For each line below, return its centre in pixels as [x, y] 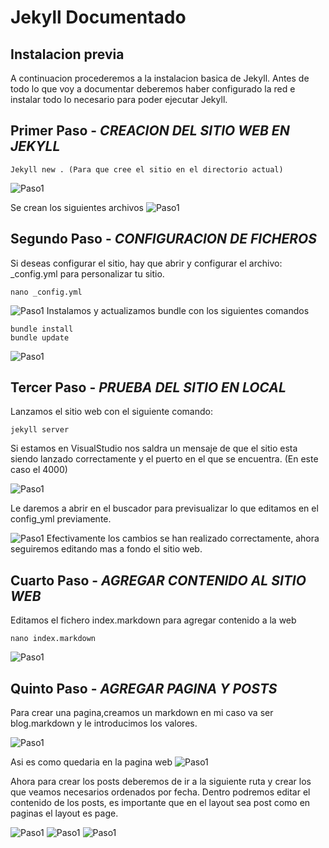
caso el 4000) [39, 470]
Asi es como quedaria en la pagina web [91, 762]
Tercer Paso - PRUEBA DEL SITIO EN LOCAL [148, 387]
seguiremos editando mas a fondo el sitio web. [106, 549]
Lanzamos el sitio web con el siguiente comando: [111, 412]
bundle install [42, 329]
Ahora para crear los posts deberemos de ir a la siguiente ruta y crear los [161, 782]
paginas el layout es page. [64, 813]
